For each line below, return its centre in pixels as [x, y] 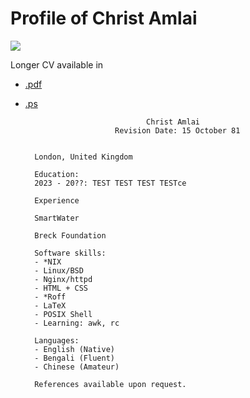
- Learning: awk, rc [77, 323]
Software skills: [70, 253]
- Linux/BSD [59, 270]
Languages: [57, 340]
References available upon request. [110, 384]
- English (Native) [74, 349]
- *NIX [48, 262]
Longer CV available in [57, 64]
